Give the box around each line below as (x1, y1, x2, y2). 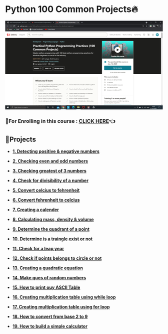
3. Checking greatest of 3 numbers (12, 168, 86, 174)
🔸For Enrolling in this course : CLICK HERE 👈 (5, 118, 115, 125)
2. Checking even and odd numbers (12, 158, 88, 164)
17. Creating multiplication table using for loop (12, 304, 110, 310)
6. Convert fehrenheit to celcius (12, 197, 80, 203)
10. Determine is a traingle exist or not (12, 236, 93, 242)
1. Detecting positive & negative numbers (12, 148, 100, 154)
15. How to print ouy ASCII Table (12, 284, 80, 290)
